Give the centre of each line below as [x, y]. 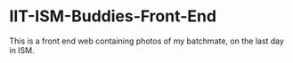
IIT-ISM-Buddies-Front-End [113, 16]
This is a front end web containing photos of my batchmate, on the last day [147, 41]
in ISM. [22, 50]
